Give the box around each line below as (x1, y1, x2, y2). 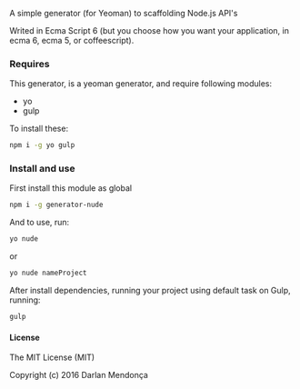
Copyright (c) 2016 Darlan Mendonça (9, 370, 148, 381)
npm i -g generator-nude (9, 200, 104, 210)
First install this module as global (9, 183, 133, 194)
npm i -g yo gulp (9, 141, 75, 150)
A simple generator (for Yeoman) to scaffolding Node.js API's (9, 8, 238, 18)
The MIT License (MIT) (9, 352, 95, 363)
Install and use (9, 163, 75, 175)
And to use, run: (9, 217, 70, 228)
